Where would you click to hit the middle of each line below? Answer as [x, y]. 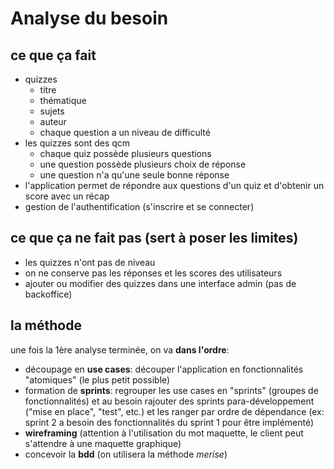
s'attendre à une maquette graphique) [103, 443]
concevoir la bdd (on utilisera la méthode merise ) [126, 454]
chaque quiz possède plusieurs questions [125, 153]
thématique [63, 100]
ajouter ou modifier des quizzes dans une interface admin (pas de [160, 283]
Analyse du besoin [89, 18]
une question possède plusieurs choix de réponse [143, 164]
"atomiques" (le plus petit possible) [97, 379]
